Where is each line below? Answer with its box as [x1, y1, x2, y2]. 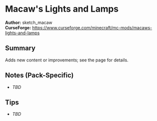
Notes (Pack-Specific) [5, 71, 74, 80]
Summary [5, 44, 36, 52]
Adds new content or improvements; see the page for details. [5, 57, 129, 63]
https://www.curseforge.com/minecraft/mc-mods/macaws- [32, 24, 153, 30]
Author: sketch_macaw [5, 20, 53, 25]
